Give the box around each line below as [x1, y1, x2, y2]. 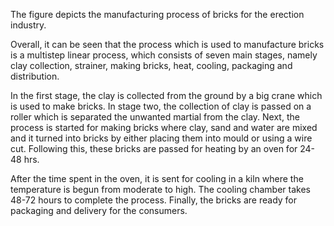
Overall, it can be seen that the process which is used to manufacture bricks [10, 39, 325, 50]
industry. [10, 19, 47, 31]
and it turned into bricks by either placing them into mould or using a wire [10, 132, 313, 144]
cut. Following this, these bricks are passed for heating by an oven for [10, 143, 298, 154]
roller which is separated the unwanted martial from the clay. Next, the [10, 111, 300, 123]
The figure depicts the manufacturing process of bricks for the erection [10, 9, 305, 20]
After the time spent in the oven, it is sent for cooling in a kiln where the [10, 173, 304, 184]
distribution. [10, 70, 60, 82]
